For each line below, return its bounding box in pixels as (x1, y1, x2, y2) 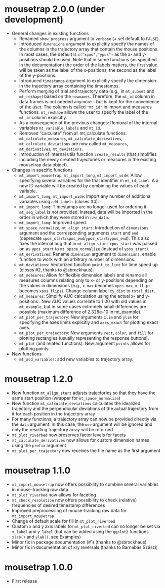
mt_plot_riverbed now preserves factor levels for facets (11, 432, 126, 438)
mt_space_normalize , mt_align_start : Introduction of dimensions (19, 225, 149, 230)
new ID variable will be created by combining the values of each (19, 182, 150, 188)
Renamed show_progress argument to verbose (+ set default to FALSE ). (19, 36, 160, 42)
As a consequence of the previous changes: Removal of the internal (19, 120, 158, 126)
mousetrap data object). (19, 162, 69, 168)
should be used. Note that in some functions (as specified (39, 56, 157, 62)
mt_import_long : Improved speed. (19, 219, 87, 226)
